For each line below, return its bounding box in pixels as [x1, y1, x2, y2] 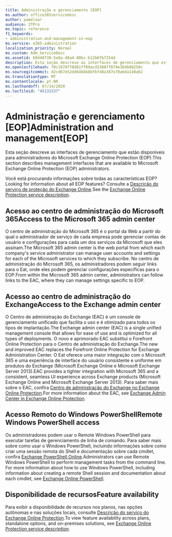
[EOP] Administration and [5, 121, 114, 133]
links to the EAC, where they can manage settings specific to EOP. [5, 277, 145, 283]
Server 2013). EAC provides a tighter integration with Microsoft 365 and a [5, 368, 159, 375]
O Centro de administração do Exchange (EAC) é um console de [5, 314, 141, 320]
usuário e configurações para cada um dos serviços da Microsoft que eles [5, 239, 162, 245]
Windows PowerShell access [5, 418, 100, 427]
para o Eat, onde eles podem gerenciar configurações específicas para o [5, 266, 160, 273]
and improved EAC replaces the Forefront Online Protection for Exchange [5, 346, 160, 353]
